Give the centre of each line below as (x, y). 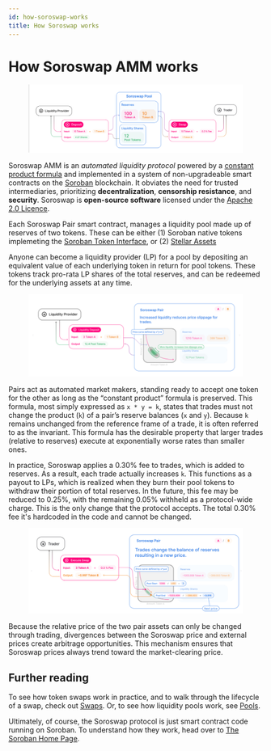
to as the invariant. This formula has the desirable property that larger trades (136, 432)
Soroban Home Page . (44, 739)
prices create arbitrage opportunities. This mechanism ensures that (121, 643)
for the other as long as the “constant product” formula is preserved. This (131, 398)
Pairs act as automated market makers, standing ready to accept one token (133, 389)
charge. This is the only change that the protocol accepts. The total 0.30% (132, 508)
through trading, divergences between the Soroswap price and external (127, 635)
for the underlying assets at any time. (70, 283)
